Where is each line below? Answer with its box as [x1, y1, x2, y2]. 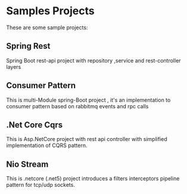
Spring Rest [6, 41, 51, 51]
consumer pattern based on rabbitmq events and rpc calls [6, 102, 149, 109]
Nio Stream [6, 159, 49, 169]
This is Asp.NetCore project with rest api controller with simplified [6, 136, 168, 143]
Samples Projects [6, 4, 95, 18]
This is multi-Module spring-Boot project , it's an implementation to [6, 96, 171, 104]
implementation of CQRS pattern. [6, 142, 88, 149]
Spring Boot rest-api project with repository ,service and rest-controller [6, 57, 181, 64]
